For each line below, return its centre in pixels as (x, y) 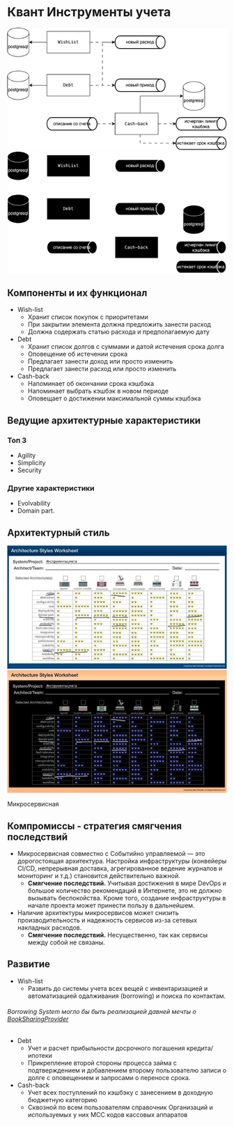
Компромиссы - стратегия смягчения (95, 826)
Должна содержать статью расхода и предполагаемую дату (119, 332)
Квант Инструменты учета (89, 12)
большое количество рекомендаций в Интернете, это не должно (125, 890)
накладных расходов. (49, 928)
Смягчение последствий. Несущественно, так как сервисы (117, 935)
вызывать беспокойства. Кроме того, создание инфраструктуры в (127, 898)
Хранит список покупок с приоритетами (88, 317)
